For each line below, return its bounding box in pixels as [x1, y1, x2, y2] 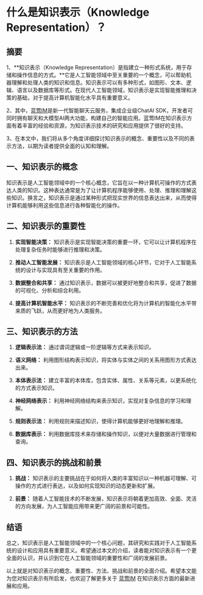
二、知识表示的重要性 [6, 221, 86, 232]
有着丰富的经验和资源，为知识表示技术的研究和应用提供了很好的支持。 [11, 122, 186, 129]
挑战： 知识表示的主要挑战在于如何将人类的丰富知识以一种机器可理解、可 [14, 475, 197, 482]
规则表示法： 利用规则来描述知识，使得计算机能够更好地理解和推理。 [14, 418, 186, 425]
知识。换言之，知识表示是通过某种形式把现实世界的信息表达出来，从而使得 [11, 194, 197, 201]
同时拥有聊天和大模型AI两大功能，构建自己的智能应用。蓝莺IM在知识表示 [6, 114, 187, 122]
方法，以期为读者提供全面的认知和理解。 [11, 143, 112, 149]
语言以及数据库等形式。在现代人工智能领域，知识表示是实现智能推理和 [16, 86, 192, 94]
